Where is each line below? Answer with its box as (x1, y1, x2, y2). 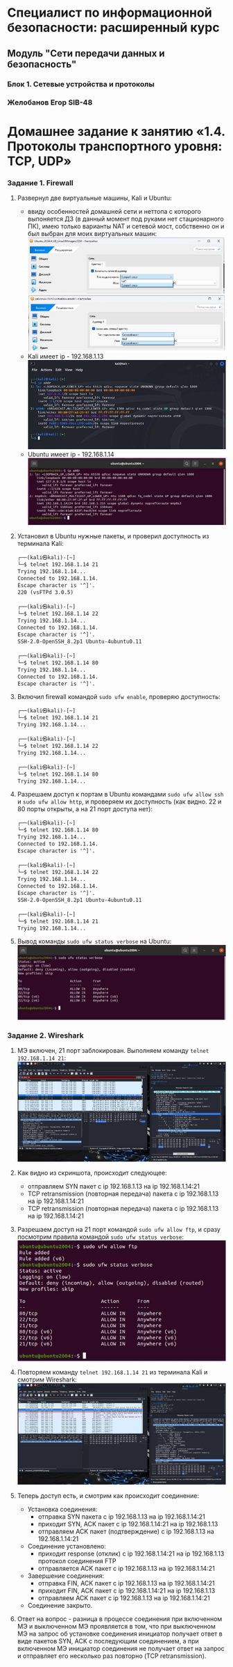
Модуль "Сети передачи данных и (7, 47, 165, 59)
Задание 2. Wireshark (7, 1031, 85, 1040)
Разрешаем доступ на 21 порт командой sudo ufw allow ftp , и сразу (17, 1226, 221, 1234)
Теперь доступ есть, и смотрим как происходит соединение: (17, 1492, 200, 1500)
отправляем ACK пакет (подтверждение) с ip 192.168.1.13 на (37, 1527, 215, 1535)
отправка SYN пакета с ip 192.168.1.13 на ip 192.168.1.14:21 (37, 1512, 206, 1521)
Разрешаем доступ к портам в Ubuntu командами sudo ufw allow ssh (17, 790, 224, 799)
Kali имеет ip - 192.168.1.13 (27, 352, 104, 361)
